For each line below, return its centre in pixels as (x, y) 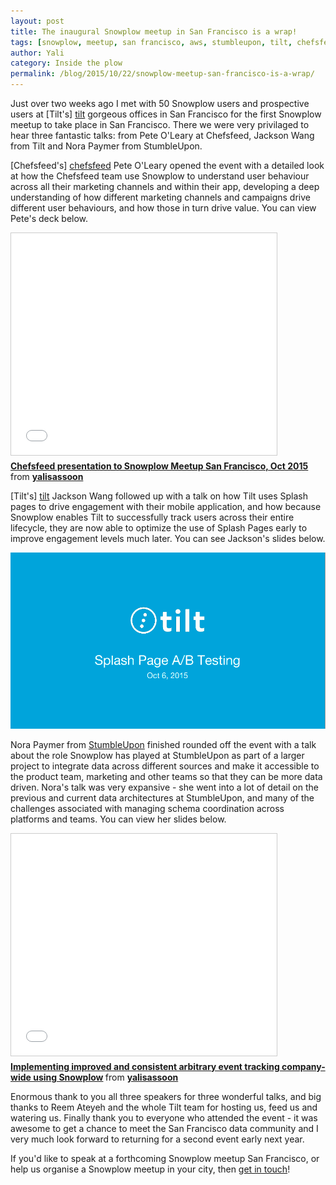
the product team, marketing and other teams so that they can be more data (166, 776)
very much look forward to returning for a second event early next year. (157, 1139)
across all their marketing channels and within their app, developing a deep (165, 186)
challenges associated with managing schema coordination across (147, 808)
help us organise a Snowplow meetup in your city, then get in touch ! (150, 1169)
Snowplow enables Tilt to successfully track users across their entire (152, 517)
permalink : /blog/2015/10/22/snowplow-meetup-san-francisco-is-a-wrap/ (162, 74)
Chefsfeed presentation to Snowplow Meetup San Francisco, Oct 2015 (159, 466)
